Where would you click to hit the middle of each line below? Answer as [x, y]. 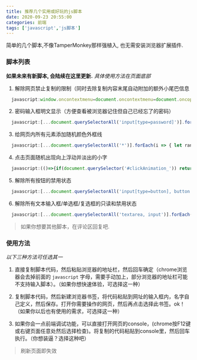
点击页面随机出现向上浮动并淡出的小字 [61, 157]
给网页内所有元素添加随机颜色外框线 [58, 134]
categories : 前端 [26, 22]
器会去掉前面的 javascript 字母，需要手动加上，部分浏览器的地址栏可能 [101, 277]
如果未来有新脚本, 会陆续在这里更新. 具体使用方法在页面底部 [79, 76]
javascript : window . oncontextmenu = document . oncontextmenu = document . [96, 99]
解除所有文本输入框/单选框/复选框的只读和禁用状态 [75, 203]
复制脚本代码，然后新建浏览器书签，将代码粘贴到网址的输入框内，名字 [99, 297]
